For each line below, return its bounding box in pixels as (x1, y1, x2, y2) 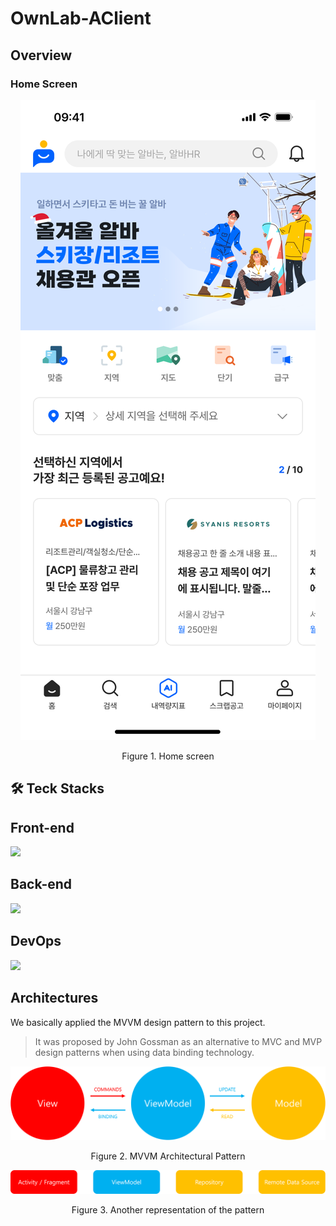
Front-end (10, 819, 75, 836)
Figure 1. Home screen (121, 750, 215, 762)
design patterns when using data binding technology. (34, 1046, 255, 1058)
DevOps (10, 933, 62, 950)
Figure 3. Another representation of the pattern (71, 1203, 265, 1216)
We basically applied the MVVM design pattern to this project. (10, 1016, 266, 1028)
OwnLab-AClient (10, 7, 152, 30)
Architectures (10, 990, 99, 1007)
